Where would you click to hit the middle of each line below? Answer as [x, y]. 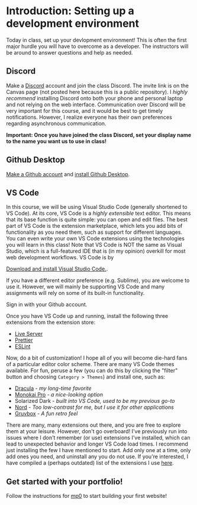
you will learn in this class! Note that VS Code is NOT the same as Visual [94, 245]
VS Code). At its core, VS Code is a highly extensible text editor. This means [98, 213]
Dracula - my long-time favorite [53, 388]
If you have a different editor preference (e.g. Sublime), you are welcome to [98, 281]
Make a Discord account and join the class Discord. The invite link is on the [98, 85]
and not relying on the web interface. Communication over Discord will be [96, 104]
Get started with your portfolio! [64, 482]
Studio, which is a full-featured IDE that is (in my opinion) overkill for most [96, 251]
